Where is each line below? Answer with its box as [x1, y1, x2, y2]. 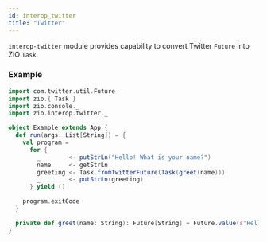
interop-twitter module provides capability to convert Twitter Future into [8, 41, 250, 50]
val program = [22, 139, 69, 147]
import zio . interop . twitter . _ [8, 109, 109, 118]
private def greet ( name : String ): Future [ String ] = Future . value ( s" [15, 219, 247, 227]
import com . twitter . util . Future [8, 87, 115, 96]
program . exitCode [22, 197, 80, 205]
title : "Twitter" [8, 19, 66, 27]
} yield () [29, 183, 66, 191]
